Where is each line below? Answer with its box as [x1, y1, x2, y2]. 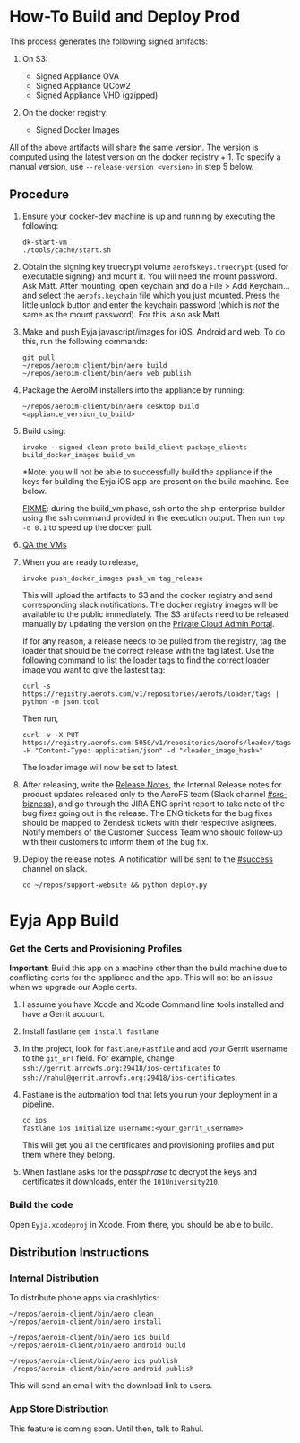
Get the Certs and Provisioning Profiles [9, 942, 183, 954]
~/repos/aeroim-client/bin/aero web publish [21, 369, 192, 378]
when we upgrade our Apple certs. [9, 982, 138, 993]
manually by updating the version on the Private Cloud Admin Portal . [21, 618, 275, 629]
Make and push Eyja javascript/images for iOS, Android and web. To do [21, 326, 286, 337]
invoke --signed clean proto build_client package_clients [21, 442, 248, 452]
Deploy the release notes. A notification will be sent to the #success [21, 854, 273, 865]
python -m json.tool [21, 697, 99, 706]
